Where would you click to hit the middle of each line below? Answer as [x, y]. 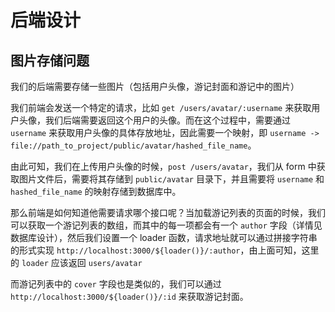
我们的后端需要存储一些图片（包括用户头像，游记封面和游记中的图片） [155, 86]
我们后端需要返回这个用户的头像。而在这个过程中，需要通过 [167, 120]
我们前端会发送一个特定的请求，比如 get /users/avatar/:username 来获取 [161, 107]
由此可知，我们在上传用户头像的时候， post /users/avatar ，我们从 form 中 [163, 166]
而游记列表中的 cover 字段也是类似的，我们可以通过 [116, 284]
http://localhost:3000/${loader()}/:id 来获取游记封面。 [129, 296]
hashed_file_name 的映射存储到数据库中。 [96, 191]
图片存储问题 [50, 60]
